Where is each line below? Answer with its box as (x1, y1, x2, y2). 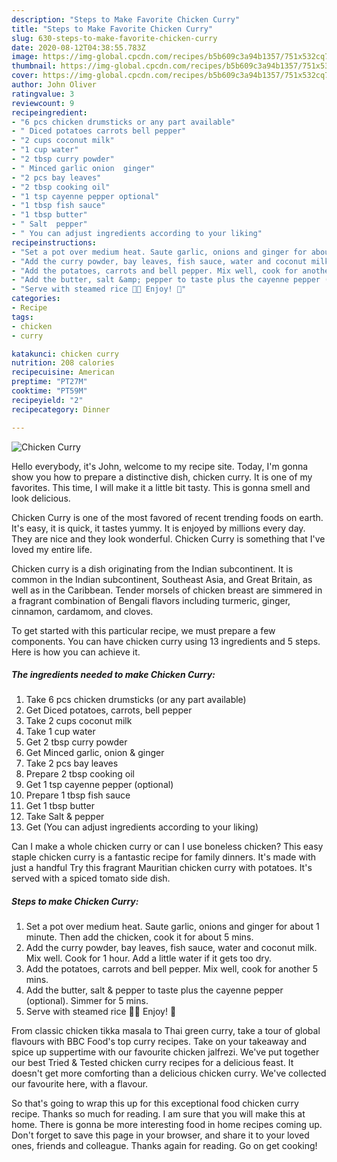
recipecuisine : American (11, 367, 115, 378)
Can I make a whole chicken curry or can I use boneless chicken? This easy (11, 841, 324, 853)
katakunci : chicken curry (11, 349, 119, 359)
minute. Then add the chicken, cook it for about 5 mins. (25, 931, 254, 943)
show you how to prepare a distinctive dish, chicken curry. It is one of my (11, 471, 313, 483)
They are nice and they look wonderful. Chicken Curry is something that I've (11, 532, 326, 545)
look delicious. (11, 492, 71, 504)
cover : (11, 71, 39, 81)
